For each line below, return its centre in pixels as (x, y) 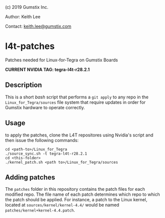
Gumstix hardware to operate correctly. (45, 107)
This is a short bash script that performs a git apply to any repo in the (77, 97)
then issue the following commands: (42, 140)
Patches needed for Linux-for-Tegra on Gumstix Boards (62, 60)
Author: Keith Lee (23, 17)
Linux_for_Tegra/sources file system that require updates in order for (75, 102)
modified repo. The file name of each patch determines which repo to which (82, 194)
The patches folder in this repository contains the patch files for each (75, 189)
